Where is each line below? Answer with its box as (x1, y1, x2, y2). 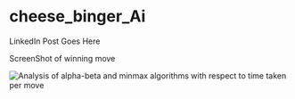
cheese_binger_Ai (9, 6, 146, 27)
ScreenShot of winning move (9, 53, 116, 63)
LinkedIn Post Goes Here (9, 36, 101, 46)
